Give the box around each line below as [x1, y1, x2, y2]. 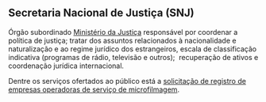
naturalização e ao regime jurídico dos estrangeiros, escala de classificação [8, 43, 256, 54]
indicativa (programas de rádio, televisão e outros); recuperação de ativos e [8, 52, 259, 62]
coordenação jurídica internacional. [8, 61, 125, 70]
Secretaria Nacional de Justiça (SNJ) [8, 6, 195, 20]
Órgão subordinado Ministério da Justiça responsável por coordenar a [8, 27, 238, 36]
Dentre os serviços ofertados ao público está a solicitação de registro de [8, 76, 246, 85]
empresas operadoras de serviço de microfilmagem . [8, 85, 180, 94]
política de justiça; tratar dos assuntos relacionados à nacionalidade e [8, 36, 237, 45]
